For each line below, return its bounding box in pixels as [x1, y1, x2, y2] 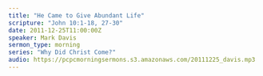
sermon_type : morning [8, 41, 81, 49]
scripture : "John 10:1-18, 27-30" [8, 19, 124, 27]
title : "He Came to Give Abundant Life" [8, 11, 145, 20]
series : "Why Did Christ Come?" [8, 48, 116, 56]
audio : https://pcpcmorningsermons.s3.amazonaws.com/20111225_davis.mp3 [8, 56, 256, 64]
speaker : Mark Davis [8, 33, 78, 42]
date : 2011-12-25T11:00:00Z [8, 26, 102, 34]
